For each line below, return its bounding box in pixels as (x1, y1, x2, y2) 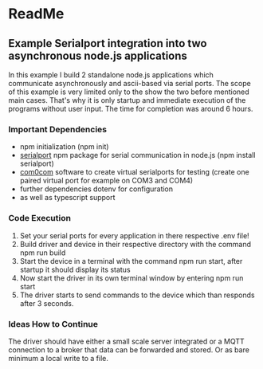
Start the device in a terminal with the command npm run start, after (19, 256, 243, 265)
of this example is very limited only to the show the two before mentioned (8, 87, 249, 96)
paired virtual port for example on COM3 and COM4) (19, 176, 194, 186)
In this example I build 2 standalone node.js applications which (8, 70, 214, 80)
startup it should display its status (19, 265, 131, 274)
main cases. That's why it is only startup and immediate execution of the (8, 96, 246, 104)
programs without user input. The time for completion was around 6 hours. (8, 104, 253, 113)
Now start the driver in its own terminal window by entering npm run (19, 273, 244, 283)
